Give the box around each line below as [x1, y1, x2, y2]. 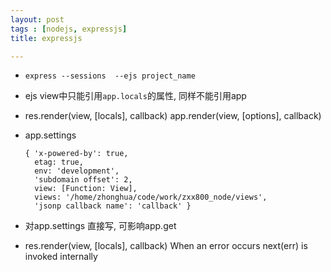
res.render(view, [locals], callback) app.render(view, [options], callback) [24, 110, 322, 122]
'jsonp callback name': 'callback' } [34, 201, 192, 211]
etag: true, [34, 157, 84, 168]
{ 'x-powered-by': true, [24, 149, 129, 159]
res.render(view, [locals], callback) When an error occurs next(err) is [24, 240, 308, 252]
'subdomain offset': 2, [34, 175, 133, 185]
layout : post [10, 14, 65, 25]
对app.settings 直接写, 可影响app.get [24, 220, 177, 232]
